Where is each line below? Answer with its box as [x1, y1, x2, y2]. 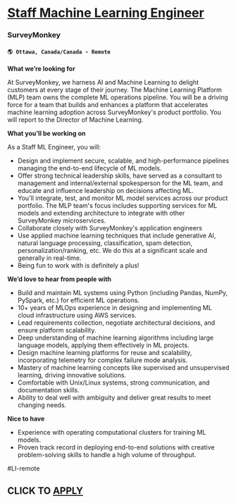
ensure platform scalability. [17, 326, 97, 335]
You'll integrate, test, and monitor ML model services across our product [17, 194, 228, 202]
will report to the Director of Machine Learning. [7, 116, 144, 124]
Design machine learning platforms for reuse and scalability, [17, 349, 192, 357]
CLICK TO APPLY [7, 485, 83, 497]
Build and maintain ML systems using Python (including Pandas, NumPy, [17, 289, 228, 297]
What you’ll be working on [7, 129, 86, 138]
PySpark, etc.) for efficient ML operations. [17, 296, 139, 304]
